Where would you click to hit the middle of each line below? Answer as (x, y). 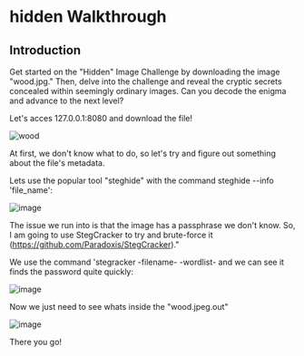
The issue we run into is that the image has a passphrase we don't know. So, (152, 225)
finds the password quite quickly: (72, 272)
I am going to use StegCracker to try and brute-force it (111, 235)
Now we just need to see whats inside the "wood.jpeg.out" (119, 307)
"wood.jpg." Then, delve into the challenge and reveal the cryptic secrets (146, 82)
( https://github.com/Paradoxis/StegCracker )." (94, 245)
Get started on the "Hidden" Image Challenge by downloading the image (145, 72)
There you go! (35, 342)
